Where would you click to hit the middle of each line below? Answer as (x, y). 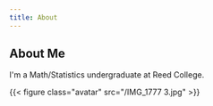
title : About (34, 17)
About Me (37, 54)
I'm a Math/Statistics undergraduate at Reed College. (107, 75)
